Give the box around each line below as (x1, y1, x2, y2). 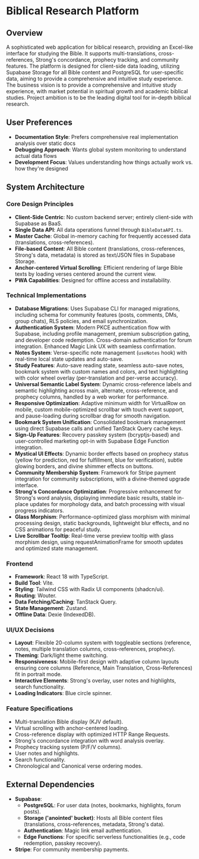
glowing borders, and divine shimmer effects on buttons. (14, 462, 154, 470)
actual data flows (14, 152, 58, 159)
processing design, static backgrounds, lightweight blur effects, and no (14, 519, 189, 526)
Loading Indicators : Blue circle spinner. (14, 690, 112, 697)
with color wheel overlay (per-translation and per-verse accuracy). (14, 374, 178, 381)
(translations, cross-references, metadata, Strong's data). (23, 820, 165, 828)
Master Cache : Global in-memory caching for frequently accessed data (14, 232, 191, 239)
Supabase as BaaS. (14, 220, 62, 227)
